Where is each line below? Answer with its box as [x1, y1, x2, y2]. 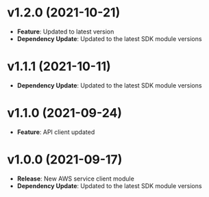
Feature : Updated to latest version [16, 27, 114, 36]
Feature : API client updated [16, 128, 95, 136]
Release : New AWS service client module [16, 174, 135, 183]
